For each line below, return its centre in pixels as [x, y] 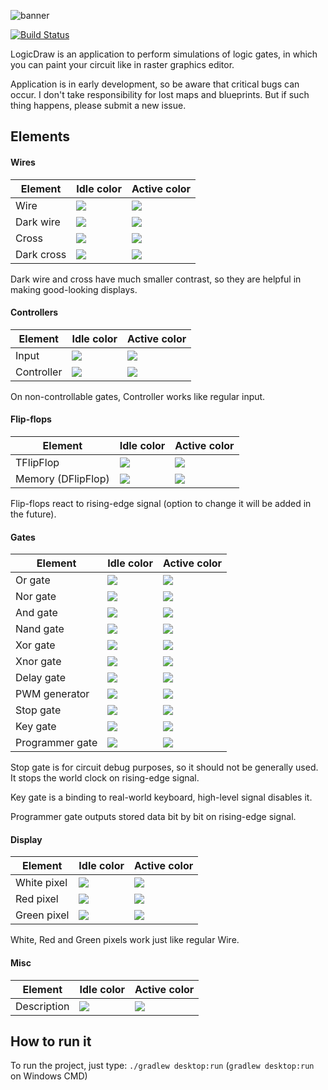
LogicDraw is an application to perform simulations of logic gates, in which [164, 54]
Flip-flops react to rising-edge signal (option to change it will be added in [161, 503]
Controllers [34, 312]
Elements [40, 136]
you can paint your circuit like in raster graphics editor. [122, 64]
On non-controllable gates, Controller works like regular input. [138, 396]
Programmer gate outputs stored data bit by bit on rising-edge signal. [153, 817]
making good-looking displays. [74, 289]
